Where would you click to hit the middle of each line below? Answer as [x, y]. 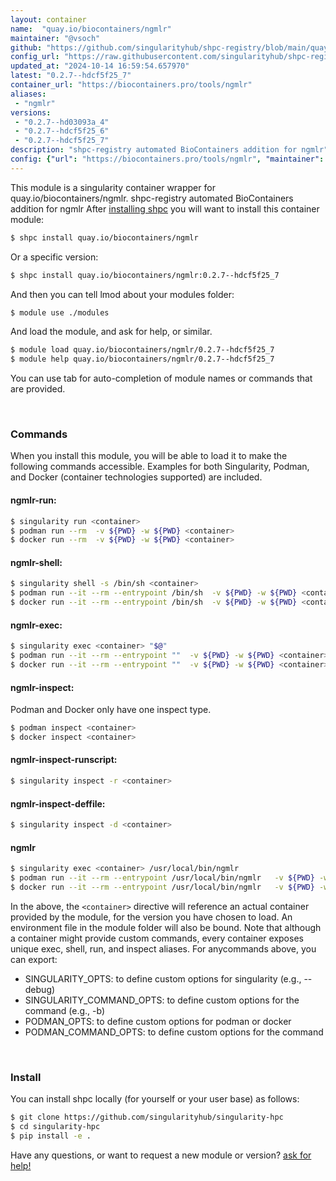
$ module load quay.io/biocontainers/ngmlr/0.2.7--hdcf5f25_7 [142, 350]
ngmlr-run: [33, 500]
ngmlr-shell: [36, 562]
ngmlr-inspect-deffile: [58, 803]
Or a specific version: [54, 257]
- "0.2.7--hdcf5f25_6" [62, 131]
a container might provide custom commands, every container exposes [157, 938]
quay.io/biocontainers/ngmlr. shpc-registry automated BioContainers [152, 198]
